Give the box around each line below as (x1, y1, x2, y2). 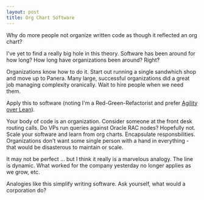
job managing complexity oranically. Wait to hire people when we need (6, 80, 184, 88)
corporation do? (6, 187, 47, 194)
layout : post (6, 9, 40, 15)
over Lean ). (6, 105, 35, 113)
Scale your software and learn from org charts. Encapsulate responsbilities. (6, 130, 196, 138)
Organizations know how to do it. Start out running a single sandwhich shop (6, 68, 197, 75)
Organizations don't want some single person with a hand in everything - (6, 137, 189, 144)
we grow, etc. (6, 168, 41, 176)
